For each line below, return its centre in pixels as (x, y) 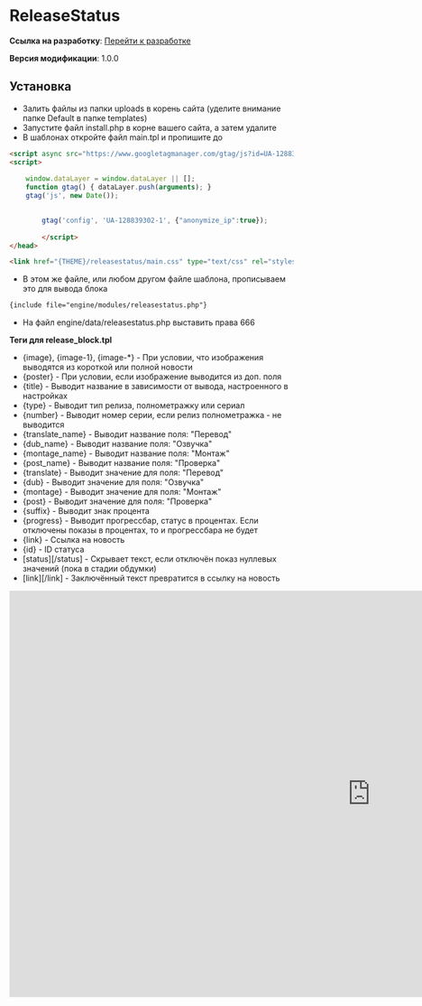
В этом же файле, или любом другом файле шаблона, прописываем (154, 279)
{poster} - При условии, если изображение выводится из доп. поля (152, 377)
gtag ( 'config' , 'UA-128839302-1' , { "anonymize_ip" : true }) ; (155, 220)
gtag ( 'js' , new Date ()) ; (72, 196)
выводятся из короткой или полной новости (108, 368)
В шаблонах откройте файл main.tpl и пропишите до (123, 137)
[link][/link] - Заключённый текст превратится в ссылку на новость (151, 578)
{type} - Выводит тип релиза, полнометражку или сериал (133, 405)
